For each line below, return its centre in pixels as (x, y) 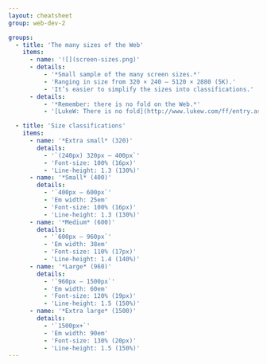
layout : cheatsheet (41, 16)
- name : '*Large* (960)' (70, 266)
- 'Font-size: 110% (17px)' (90, 252)
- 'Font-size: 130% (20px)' (90, 341)
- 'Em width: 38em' (76, 245)
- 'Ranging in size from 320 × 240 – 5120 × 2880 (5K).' (140, 82)
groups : (21, 37)
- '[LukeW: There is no (83, 112)
